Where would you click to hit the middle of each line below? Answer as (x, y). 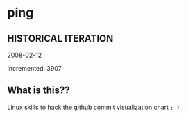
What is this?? (39, 91)
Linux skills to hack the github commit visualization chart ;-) (94, 107)
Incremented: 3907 (34, 68)
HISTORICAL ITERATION (60, 39)
